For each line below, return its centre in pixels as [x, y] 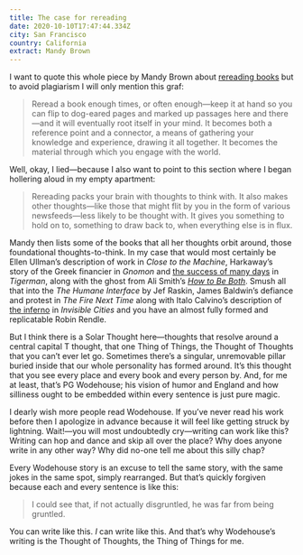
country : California [48, 43]
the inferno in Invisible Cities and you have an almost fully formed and [139, 310]
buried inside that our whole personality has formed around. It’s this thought [150, 365]
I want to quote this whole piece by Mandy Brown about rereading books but [151, 77]
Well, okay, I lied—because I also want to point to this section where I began [151, 170]
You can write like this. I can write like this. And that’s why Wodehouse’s [142, 532]
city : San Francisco [48, 34]
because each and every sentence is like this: [94, 487]
